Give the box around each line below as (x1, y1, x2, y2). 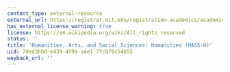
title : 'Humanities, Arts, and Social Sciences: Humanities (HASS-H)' (7, 42, 213, 49)
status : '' (7, 36, 38, 43)
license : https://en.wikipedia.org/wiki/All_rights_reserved (7, 29, 186, 36)
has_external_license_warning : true (7, 23, 112, 29)
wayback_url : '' (7, 55, 53, 62)
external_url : (7, 16, 48, 23)
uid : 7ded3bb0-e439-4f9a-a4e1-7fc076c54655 (7, 49, 133, 56)
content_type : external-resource (7, 10, 103, 17)
